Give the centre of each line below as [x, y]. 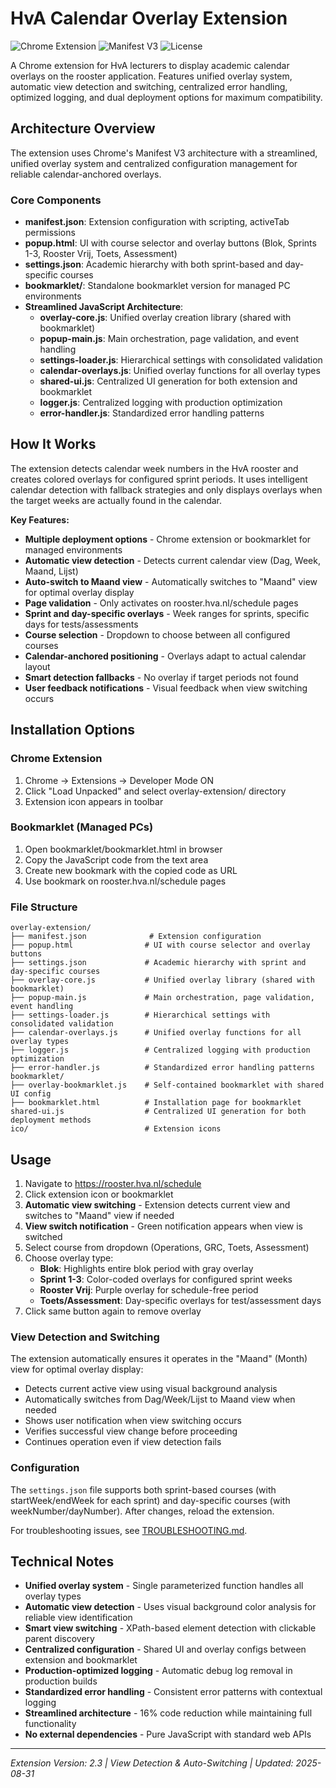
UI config [31, 1094]
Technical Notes [62, 1561]
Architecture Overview [83, 128]
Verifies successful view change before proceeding [131, 1431]
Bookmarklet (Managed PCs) [82, 827]
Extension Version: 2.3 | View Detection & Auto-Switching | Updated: [152, 1763]
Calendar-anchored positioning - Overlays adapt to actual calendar [165, 656]
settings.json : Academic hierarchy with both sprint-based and [153, 264]
